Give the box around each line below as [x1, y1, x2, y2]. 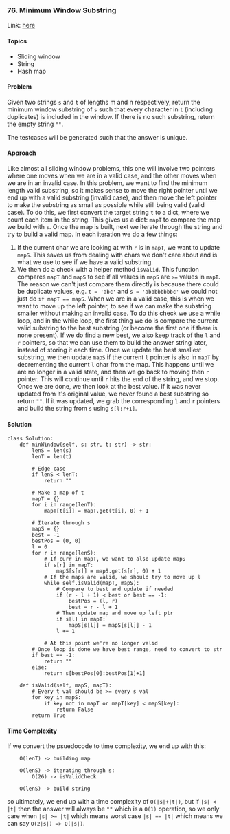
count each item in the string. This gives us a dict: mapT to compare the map [7, 215, 221, 224]
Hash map [16, 67, 47, 75]
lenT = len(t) [32, 453, 72, 460]
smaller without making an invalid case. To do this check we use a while [16, 309, 221, 317]
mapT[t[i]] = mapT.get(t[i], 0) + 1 [43, 508, 149, 515]
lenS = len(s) [32, 447, 72, 454]
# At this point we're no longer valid [43, 640, 158, 647]
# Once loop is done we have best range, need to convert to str [32, 646, 223, 653]
